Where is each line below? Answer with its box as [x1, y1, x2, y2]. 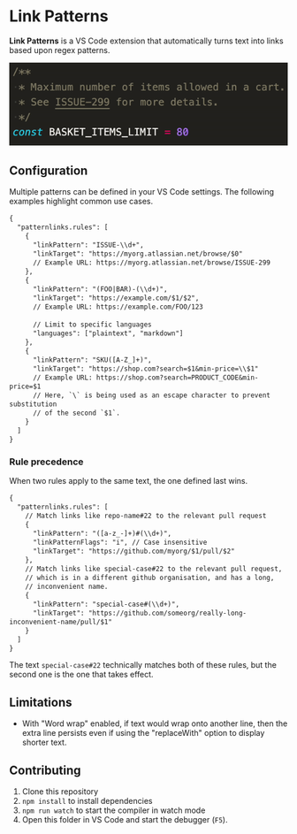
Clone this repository [21, 786, 99, 797]
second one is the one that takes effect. [9, 669, 154, 680]
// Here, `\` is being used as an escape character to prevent [32, 391, 271, 400]
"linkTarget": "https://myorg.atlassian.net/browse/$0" [32, 249, 243, 258]
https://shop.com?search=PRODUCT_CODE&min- [95, 373, 259, 382]
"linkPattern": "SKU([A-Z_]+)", [32, 356, 152, 364]
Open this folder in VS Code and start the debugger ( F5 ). [21, 815, 228, 825]
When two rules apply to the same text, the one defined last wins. [9, 476, 248, 486]
